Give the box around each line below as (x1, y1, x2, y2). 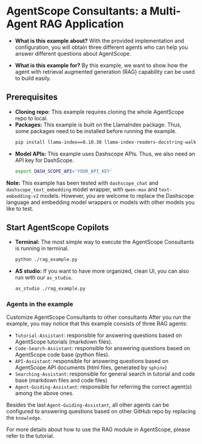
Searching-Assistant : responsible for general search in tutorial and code (14, 370, 195, 377)
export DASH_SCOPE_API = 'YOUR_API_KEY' (14, 168, 113, 174)
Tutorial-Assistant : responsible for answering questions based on (14, 331, 182, 339)
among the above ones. (14, 390, 74, 397)
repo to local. (14, 114, 48, 122)
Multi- (150, 4, 181, 18)
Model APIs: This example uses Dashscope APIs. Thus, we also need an (14, 150, 195, 157)
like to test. (6, 204, 34, 212)
